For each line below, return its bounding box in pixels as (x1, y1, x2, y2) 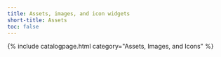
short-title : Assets (7, 17, 68, 24)
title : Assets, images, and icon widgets (7, 10, 130, 17)
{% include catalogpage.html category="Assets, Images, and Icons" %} (7, 42, 214, 51)
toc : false (7, 23, 39, 30)
